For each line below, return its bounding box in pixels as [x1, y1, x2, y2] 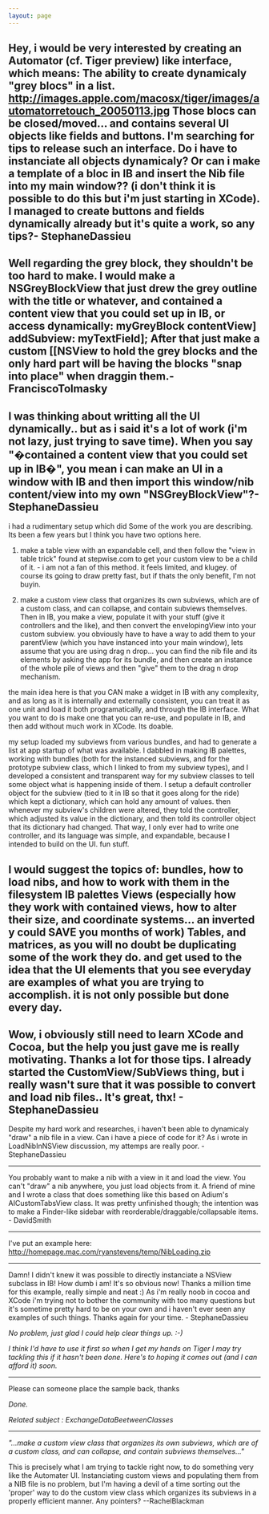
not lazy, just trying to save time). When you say [8, 434, 254, 448]
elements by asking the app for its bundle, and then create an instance [19, 655, 253, 664]
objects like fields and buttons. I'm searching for [8, 129, 255, 143]
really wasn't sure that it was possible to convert [8, 1078, 256, 1091]
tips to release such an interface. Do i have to [8, 142, 238, 156]
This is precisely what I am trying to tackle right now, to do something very [8, 1462, 255, 1472]
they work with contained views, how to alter [8, 900, 238, 914]
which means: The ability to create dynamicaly [8, 67, 247, 80]
